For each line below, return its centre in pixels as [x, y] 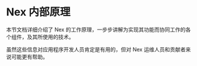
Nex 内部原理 [38, 12]
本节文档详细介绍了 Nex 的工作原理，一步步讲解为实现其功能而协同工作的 [96, 29]
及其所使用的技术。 [50, 37]
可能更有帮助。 [29, 57]
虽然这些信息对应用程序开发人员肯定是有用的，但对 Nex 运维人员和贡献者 [96, 49]
